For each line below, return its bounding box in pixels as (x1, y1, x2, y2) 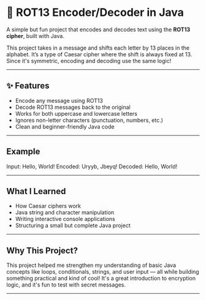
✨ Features (6, 81, 50, 91)
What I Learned (6, 186, 66, 197)
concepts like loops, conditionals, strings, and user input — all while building (6, 268, 199, 276)
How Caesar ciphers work (15, 202, 82, 210)
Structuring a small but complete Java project (15, 222, 131, 229)
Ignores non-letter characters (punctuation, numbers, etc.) (15, 116, 164, 124)
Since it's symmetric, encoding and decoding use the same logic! (6, 57, 172, 64)
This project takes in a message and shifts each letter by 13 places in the (6, 44, 190, 51)
